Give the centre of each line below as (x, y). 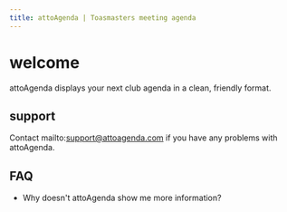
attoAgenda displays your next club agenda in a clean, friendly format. (140, 88)
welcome (44, 62)
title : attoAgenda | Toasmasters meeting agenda (103, 18)
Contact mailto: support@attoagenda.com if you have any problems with (143, 138)
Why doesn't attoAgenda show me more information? (122, 198)
